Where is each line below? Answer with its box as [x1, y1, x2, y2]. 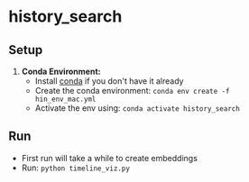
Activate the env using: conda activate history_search [34, 103, 240, 114]
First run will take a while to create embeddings [21, 152, 198, 163]
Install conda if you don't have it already [34, 76, 184, 86]
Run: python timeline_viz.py [21, 162, 130, 173]
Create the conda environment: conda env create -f [34, 86, 231, 96]
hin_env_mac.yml [34, 95, 97, 104]
